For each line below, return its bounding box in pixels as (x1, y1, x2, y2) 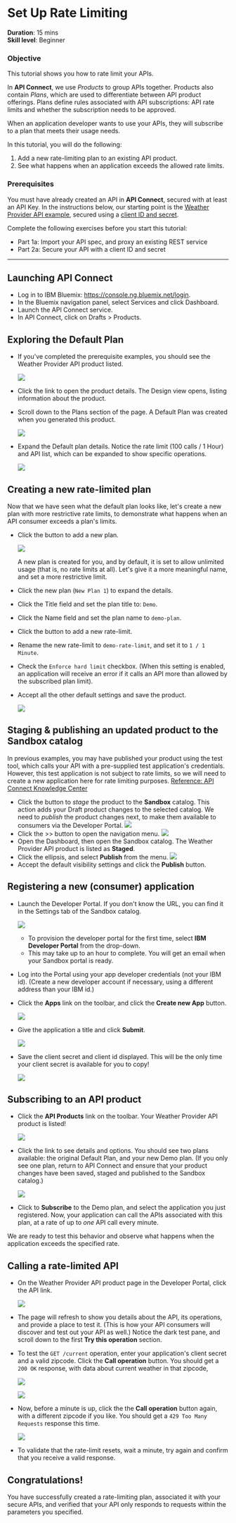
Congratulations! (7, 1474, 84, 1486)
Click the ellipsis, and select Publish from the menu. (17, 852, 169, 861)
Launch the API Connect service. (17, 305, 113, 314)
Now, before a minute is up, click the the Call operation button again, (17, 1405, 218, 1413)
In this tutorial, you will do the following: (7, 140, 122, 149)
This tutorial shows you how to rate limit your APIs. (7, 69, 154, 78)
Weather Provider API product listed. (17, 360, 124, 368)
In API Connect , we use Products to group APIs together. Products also (7, 83, 214, 92)
